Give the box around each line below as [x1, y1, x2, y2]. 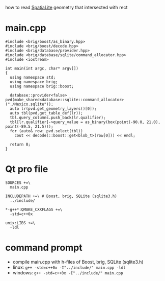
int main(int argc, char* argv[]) [5, 66, 79, 71]
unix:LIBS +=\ [5, 220, 36, 225]
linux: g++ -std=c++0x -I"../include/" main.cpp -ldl [12, 264, 126, 270]
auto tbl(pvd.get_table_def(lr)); [10, 110, 83, 115]
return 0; [10, 142, 31, 147]
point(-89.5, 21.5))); [5, 124, 53, 129]
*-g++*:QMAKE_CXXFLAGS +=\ [5, 207, 63, 212]
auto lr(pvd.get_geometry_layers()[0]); [10, 106, 97, 111]
